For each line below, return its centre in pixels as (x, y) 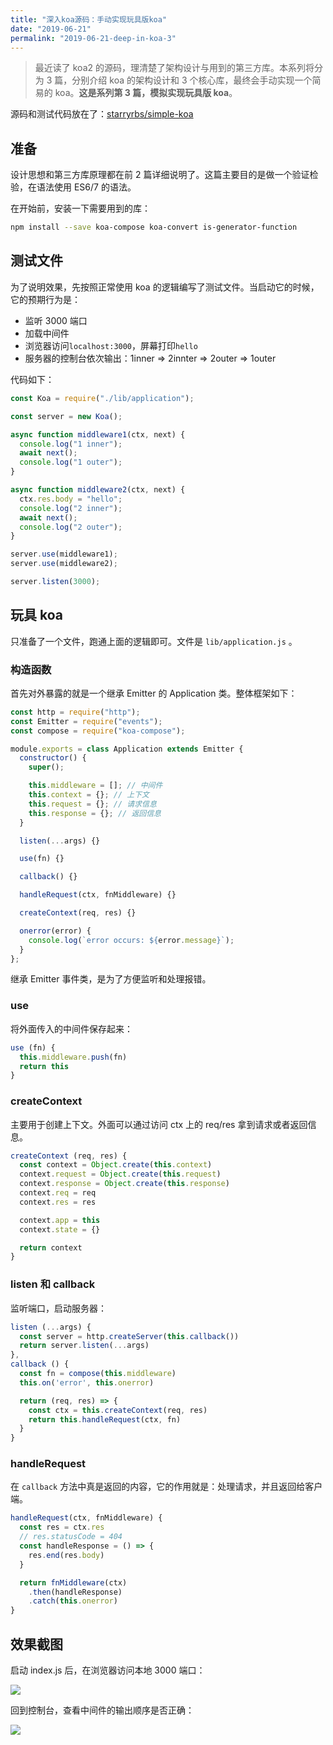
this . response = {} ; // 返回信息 (95, 813)
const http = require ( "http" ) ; (75, 712)
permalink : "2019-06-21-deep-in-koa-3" (93, 38)
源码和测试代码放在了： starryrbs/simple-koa (102, 114)
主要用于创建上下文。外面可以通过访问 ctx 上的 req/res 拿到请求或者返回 (159, 1124)
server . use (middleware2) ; (64, 564)
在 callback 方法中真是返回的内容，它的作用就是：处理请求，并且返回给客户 (166, 1487)
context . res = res (58, 1202)
